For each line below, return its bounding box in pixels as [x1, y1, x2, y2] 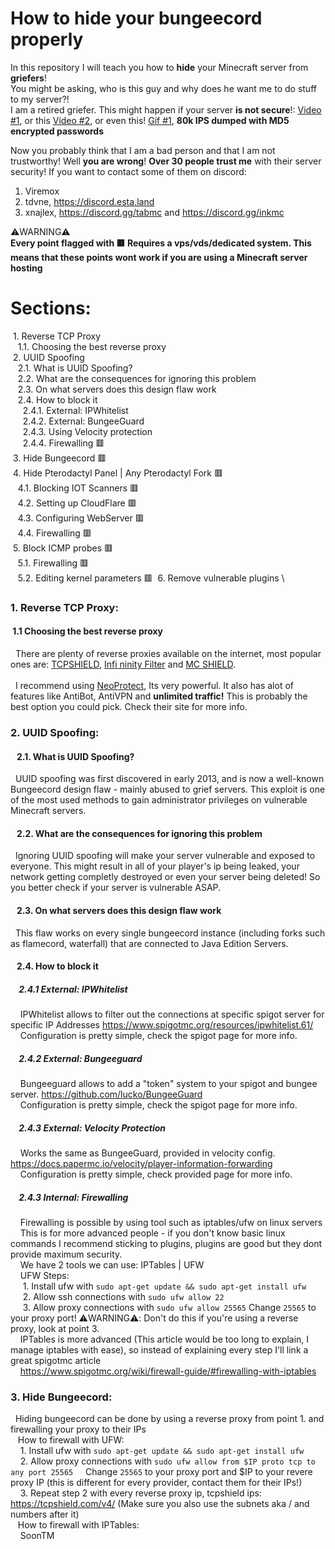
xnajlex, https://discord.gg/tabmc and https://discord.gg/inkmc [24, 206, 285, 218]
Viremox [24, 185, 60, 197]
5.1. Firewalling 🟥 [17, 557, 90, 569]
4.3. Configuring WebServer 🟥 [17, 512, 145, 524]
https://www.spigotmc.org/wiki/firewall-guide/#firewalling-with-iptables [19, 1365, 317, 1377]
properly [10, 28, 84, 51]
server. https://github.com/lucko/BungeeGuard [10, 1088, 203, 1101]
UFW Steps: [19, 1270, 70, 1281]
